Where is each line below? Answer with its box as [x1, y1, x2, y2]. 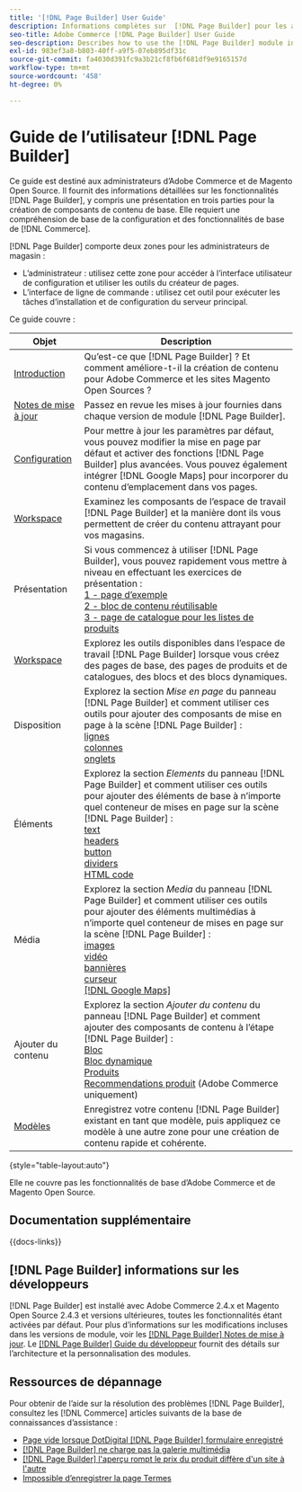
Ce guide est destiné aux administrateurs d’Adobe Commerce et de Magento [9, 175, 293, 186]
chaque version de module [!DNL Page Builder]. [84, 410, 286, 422]
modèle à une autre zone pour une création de [84, 1125, 280, 1138]
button [84, 846, 112, 858]
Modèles [13, 1120, 51, 1132]
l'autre [22, 1463, 47, 1474]
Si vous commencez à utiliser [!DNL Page [84, 543, 259, 555]
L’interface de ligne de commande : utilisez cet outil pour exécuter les [22, 287, 280, 298]
